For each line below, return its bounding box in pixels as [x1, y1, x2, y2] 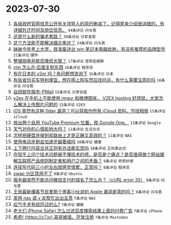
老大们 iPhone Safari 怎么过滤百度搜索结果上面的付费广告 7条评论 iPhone [13, 207, 163, 214]
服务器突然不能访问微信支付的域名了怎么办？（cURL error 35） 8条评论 [13, 177, 160, 183]
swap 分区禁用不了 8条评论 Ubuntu [13, 170, 83, 176]
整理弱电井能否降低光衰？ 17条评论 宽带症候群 [13, 58, 105, 64]
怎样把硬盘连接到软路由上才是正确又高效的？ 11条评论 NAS [13, 132, 132, 138]
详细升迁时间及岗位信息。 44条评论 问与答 [13, 26, 97, 33]
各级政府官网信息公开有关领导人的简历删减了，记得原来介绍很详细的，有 [13, 20, 164, 26]
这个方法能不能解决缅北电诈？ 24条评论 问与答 [13, 39, 106, 46]
